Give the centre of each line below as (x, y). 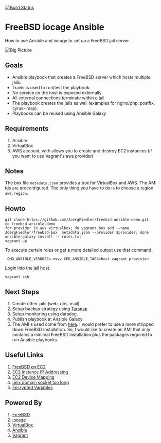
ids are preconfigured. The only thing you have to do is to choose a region (79, 188)
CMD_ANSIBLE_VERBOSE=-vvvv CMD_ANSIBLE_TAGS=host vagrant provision (78, 259)
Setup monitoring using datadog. (45, 314)
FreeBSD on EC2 (29, 367)
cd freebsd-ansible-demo (30, 224)
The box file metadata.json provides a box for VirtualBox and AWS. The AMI (81, 183)
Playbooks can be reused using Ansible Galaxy (59, 113)
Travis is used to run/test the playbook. (51, 87)
